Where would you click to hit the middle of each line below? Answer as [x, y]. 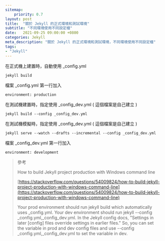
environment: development [32, 152]
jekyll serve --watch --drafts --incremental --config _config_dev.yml [81, 133]
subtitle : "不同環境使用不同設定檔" [39, 28]
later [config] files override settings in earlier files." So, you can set [85, 223]
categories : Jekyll [25, 38]
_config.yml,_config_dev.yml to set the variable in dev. [72, 233]
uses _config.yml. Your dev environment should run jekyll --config [85, 212]
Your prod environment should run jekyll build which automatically [85, 207]
